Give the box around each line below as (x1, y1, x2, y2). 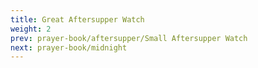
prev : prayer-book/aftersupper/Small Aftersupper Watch (10, 33, 248, 43)
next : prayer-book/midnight (10, 42, 128, 53)
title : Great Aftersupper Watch (10, 14, 145, 25)
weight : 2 (10, 24, 52, 34)
